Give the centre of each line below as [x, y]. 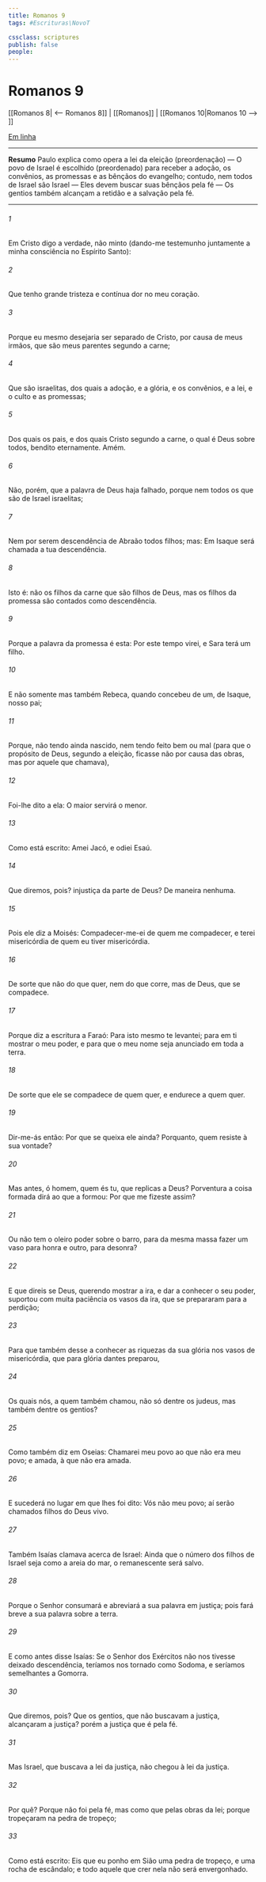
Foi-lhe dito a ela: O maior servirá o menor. [78, 805]
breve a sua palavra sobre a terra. [63, 1614]
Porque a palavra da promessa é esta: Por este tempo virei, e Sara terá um [129, 643]
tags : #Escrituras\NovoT [49, 23]
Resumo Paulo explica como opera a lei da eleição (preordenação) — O [125, 160]
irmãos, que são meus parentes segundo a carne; [89, 345]
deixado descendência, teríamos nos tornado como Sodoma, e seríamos [127, 1664]
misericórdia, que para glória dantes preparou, [84, 1358]
